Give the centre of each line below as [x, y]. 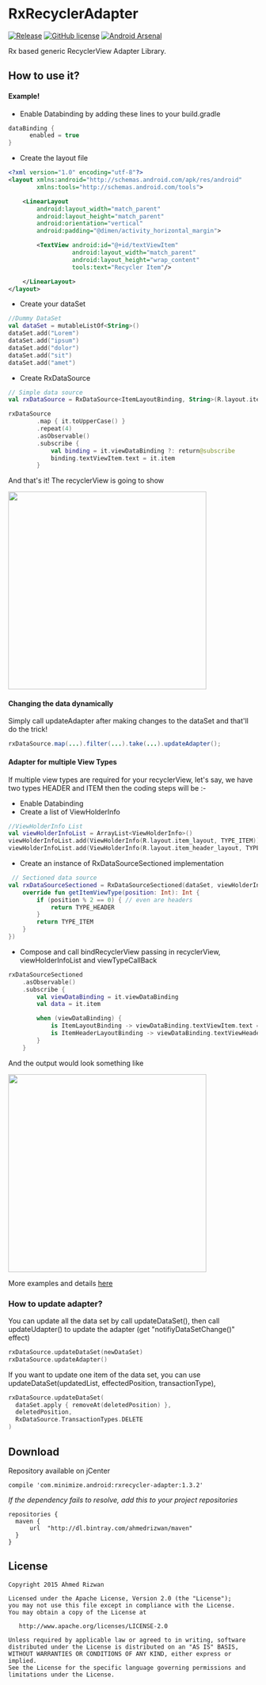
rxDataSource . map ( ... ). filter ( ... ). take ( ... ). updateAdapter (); [115, 744]
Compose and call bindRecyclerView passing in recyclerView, [120, 951]
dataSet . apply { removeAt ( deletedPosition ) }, [93, 1405]
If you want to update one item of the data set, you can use [104, 1375]
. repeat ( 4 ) [55, 429]
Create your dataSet [52, 304]
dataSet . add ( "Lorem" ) [44, 333]
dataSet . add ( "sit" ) [40, 355]
